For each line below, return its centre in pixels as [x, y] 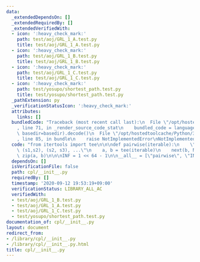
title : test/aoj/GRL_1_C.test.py [58, 78]
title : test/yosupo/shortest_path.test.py [70, 95]
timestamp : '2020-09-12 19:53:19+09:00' [62, 183]
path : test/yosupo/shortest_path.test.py [69, 89]
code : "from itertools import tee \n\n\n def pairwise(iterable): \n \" [104, 144]
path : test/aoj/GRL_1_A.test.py [57, 39]
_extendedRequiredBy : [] [42, 23]
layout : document [28, 227]
